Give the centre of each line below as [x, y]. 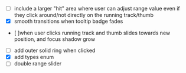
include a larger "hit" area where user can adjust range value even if [97, 8]
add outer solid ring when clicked [55, 51]
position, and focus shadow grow [55, 39]
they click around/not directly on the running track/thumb [84, 15]
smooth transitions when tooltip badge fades [68, 21]
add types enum [34, 57]
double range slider [38, 64]
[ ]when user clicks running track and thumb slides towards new [92, 33]
